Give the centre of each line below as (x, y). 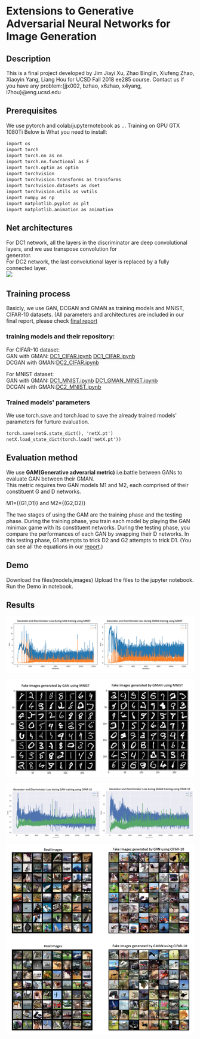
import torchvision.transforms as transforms (64, 179)
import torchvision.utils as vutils (52, 191)
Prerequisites (32, 111)
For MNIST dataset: (30, 374)
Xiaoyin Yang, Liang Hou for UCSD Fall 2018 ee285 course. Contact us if (95, 79)
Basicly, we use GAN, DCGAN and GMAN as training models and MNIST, (95, 308)
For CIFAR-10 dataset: (33, 350)
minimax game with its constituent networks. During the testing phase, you (98, 527)
